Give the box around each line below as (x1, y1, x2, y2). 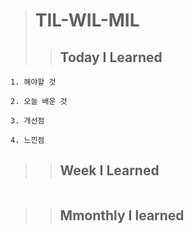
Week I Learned (59, 162, 160, 179)
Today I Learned (59, 49, 163, 66)
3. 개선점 (10, 116, 45, 126)
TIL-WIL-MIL (34, 9, 140, 32)
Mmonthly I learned (59, 207, 185, 224)
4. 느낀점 (10, 135, 45, 145)
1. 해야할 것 (10, 77, 57, 87)
